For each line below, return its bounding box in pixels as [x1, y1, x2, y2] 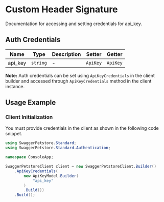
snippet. [5, 131, 22, 137]
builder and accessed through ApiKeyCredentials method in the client [5, 78, 152, 84]
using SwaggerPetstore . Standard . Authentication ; [5, 145, 111, 151]
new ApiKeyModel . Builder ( [24, 173, 79, 178]
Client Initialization [5, 114, 53, 121]
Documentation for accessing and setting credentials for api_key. [5, 21, 142, 27]
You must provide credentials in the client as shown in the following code [5, 125, 159, 131]
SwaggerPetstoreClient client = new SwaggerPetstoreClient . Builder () [5, 164, 157, 169]
